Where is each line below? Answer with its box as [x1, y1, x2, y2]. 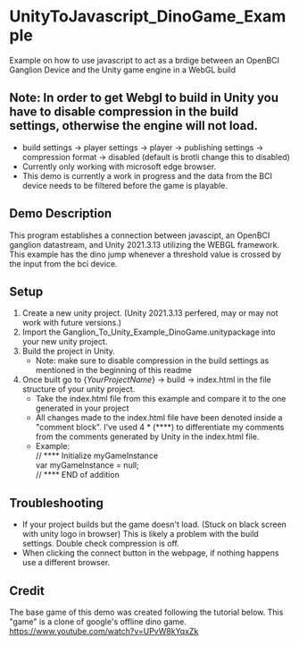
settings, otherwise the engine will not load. [9, 118, 259, 133]
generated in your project [35, 403, 129, 413]
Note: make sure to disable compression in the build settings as [35, 355, 270, 366]
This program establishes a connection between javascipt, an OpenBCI [9, 230, 270, 241]
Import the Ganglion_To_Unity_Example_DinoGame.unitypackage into [21, 327, 276, 337]
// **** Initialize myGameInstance [35, 450, 159, 462]
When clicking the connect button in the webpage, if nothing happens [21, 547, 279, 558]
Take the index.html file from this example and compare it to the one [35, 394, 287, 404]
